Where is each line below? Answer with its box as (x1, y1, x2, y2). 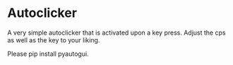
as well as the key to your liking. (7, 35, 100, 44)
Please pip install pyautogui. (7, 49, 90, 58)
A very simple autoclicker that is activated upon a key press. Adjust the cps (7, 28, 226, 37)
